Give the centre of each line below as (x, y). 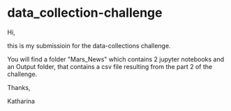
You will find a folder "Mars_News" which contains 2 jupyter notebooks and (116, 59)
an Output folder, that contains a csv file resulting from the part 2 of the (110, 66)
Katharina (21, 101)
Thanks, (19, 87)
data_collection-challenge (85, 13)
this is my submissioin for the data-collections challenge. (89, 45)
